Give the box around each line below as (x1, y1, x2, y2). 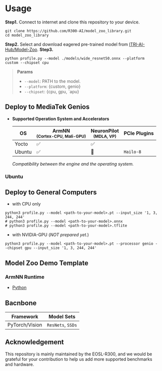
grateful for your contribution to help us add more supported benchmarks (5, 356, 152, 362)
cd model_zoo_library (5, 33, 49, 38)
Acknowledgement (5, 338, 64, 347)
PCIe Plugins (124, 130, 154, 137)
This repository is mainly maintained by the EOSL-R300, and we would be (5, 351, 152, 357)
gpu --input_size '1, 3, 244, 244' (24, 246, 97, 250)
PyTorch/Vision (7, 321, 42, 328)
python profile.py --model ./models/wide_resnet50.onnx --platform (5, 56, 145, 61)
